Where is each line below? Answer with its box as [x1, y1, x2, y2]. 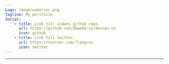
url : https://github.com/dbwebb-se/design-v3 [18, 26, 116, 31]
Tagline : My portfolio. [5, 12, 55, 17]
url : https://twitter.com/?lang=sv [18, 40, 94, 45]
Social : [5, 16, 22, 21]
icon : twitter [18, 44, 49, 49]
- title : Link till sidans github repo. [14, 21, 100, 26]
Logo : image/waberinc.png [5, 7, 59, 12]
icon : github [18, 30, 46, 35]
